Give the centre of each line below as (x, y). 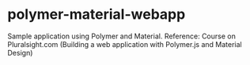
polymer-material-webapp (97, 14)
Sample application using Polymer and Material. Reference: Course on (122, 36)
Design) (20, 52)
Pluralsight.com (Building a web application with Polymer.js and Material (125, 44)
